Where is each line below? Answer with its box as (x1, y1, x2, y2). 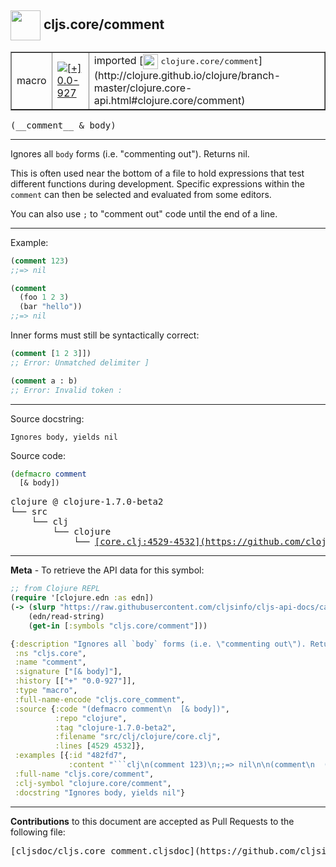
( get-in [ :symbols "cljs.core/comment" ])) (28, 621, 208, 631)
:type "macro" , (14, 686, 78, 696)
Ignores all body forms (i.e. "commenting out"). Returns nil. (10, 147, 250, 160)
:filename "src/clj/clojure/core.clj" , (54, 732, 222, 742)
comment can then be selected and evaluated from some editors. (10, 188, 272, 200)
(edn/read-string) (28, 611, 105, 621)
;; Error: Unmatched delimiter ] (10, 357, 150, 368)
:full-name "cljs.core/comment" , (14, 769, 155, 779)
